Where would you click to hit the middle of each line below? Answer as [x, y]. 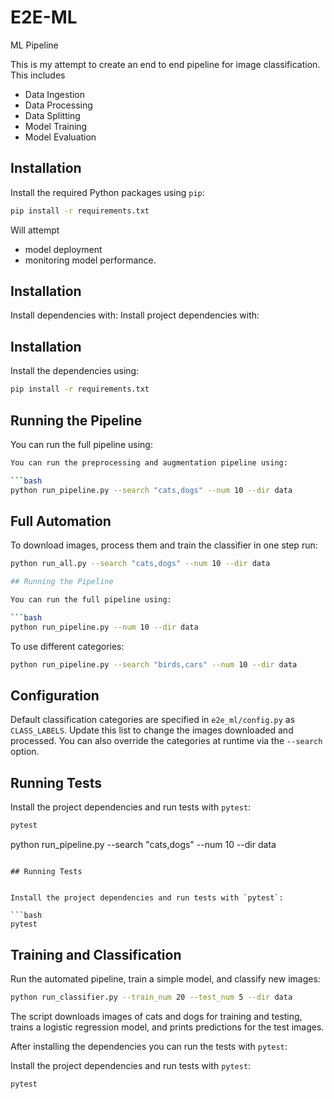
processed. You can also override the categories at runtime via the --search [166, 741]
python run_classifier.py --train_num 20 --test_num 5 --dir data [151, 997]
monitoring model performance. [90, 260]
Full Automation [61, 521]
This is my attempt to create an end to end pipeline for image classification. [165, 64]
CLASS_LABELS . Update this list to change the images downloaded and [152, 730]
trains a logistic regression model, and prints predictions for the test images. [167, 1027]
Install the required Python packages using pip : [107, 192]
